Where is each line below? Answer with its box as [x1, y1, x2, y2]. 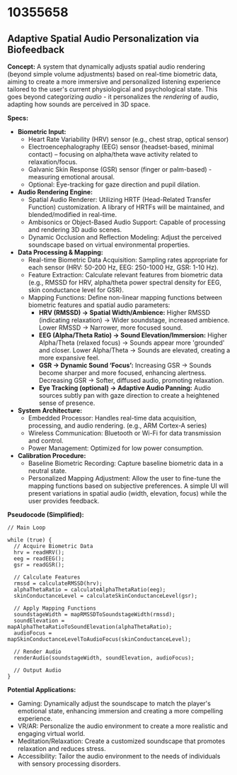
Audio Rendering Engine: [17, 188, 93, 196]
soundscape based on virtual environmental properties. [28, 240, 190, 249]
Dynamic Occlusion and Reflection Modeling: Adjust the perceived [28, 233, 221, 241]
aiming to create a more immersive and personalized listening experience [7, 77, 221, 86]
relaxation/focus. [28, 157, 78, 166]
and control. [28, 437, 64, 445]
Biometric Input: [17, 128, 67, 135]
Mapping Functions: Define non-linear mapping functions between [28, 294, 223, 301]
